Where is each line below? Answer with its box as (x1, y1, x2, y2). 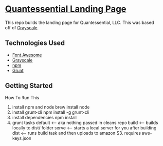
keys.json (12, 135, 32, 141)
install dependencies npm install (12, 114, 77, 120)
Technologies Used (5, 39, 65, 47)
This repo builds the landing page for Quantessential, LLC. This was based (5, 20, 154, 25)
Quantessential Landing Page (5, 3, 127, 15)
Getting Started (5, 82, 53, 90)
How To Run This (5, 94, 39, 101)
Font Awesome (12, 52, 42, 58)
